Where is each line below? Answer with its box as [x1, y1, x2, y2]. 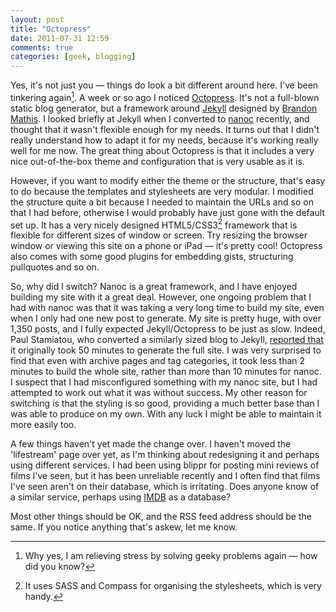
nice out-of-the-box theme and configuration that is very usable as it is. [10, 155, 305, 167]
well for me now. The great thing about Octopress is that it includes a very [10, 144, 315, 156]
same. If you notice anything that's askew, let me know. [10, 521, 238, 533]
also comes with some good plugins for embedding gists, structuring [10, 251, 294, 263]
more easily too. [10, 419, 77, 431]
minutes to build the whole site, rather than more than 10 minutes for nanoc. [10, 366, 322, 378]
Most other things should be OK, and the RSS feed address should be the [10, 511, 312, 523]
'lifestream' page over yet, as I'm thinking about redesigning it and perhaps [10, 449, 320, 461]
